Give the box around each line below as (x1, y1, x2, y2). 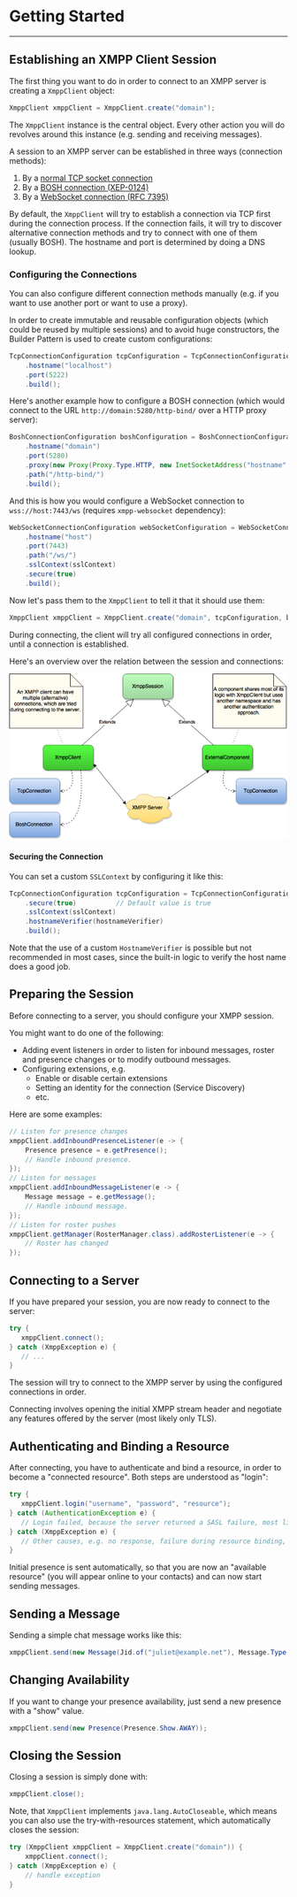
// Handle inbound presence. (25, 1155, 133, 1164)
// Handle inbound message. (25, 1202, 128, 1210)
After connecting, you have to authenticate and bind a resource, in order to (9, 1463, 282, 1473)
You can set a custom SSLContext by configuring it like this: (9, 871, 224, 881)
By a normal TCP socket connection (21, 173, 153, 183)
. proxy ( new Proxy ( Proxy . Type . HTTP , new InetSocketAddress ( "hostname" (25, 461, 287, 470)
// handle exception (25, 1870, 101, 1879)
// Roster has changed (25, 1239, 109, 1248)
